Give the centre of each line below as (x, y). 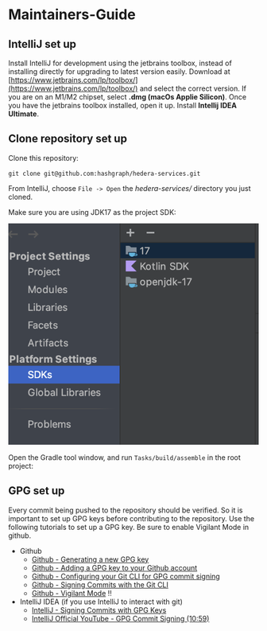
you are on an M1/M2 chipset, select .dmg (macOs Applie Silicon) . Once (128, 97)
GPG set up (37, 491)
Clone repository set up (68, 139)
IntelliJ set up (43, 44)
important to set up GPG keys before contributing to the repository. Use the (132, 518)
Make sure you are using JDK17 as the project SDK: (92, 212)
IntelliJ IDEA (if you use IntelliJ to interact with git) (101, 602)
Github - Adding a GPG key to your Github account (114, 567)
